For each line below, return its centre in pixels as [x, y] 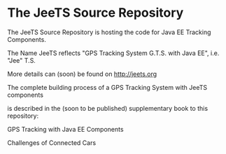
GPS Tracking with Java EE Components [65, 129]
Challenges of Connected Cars [52, 143]
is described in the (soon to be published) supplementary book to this [108, 108]
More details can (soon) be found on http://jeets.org [82, 74]
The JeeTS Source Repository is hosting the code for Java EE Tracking [109, 32]
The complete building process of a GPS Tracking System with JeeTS [107, 87]
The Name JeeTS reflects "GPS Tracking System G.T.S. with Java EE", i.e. [113, 53]
